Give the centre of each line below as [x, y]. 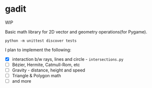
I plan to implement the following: [38, 50]
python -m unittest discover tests [41, 41]
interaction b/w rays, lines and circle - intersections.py [68, 59]
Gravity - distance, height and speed [49, 70]
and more [22, 81]
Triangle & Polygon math [37, 76]
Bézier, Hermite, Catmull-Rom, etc [46, 65]
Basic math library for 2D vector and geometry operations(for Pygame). [76, 32]
